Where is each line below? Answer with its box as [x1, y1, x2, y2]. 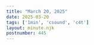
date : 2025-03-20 [6, 14, 49, 20]
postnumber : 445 [6, 30, 46, 36]
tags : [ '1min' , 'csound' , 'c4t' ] [6, 19, 89, 25]
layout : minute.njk [6, 25, 55, 31]
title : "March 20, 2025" [6, 8, 68, 15]
